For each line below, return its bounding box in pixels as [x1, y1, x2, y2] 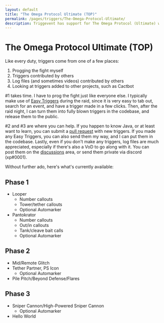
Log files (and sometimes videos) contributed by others [12, 78, 124, 84]
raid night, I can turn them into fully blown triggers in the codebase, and [5, 108, 149, 114]
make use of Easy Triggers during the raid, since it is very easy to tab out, [5, 98, 154, 104]
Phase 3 [5, 290, 30, 298]
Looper [12, 191, 27, 197]
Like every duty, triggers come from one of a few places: [5, 58, 120, 64]
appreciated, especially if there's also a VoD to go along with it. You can [5, 144, 150, 150]
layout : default [5, 7, 38, 12]
